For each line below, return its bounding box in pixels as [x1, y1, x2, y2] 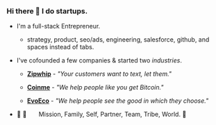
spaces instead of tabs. [26, 43, 94, 51]
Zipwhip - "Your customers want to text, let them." [26, 69, 172, 78]
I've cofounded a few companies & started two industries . [16, 56, 182, 65]
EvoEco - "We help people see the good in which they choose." [26, 97, 209, 105]
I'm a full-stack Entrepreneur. [16, 22, 101, 31]
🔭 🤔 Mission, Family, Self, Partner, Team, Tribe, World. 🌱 [16, 110, 187, 119]
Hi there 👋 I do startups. [6, 6, 88, 16]
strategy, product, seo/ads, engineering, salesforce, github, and [26, 35, 210, 44]
